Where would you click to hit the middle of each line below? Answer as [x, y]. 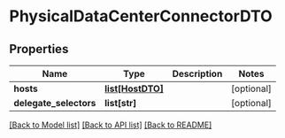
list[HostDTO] [134, 88]
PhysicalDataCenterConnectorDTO [141, 16]
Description [197, 74]
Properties [39, 49]
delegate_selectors [55, 103]
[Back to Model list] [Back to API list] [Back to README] [111, 125]
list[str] [121, 103]
